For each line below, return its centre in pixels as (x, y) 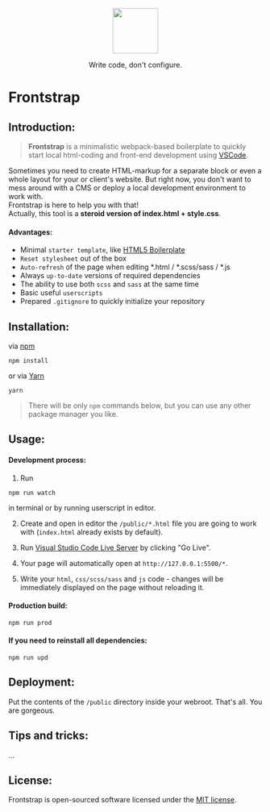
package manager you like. (73, 414)
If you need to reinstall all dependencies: (78, 640)
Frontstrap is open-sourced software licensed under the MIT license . (123, 800)
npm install (28, 361)
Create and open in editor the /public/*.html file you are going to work (138, 523)
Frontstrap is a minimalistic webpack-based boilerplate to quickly (137, 146)
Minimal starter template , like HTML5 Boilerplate (102, 250)
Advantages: (31, 232)
